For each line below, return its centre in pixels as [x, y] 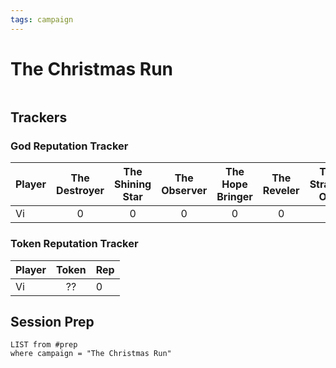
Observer [184, 191]
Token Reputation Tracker [74, 244]
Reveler [281, 191]
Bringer [234, 197]
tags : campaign [42, 19]
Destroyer [80, 191]
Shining [133, 184]
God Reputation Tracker [69, 146]
